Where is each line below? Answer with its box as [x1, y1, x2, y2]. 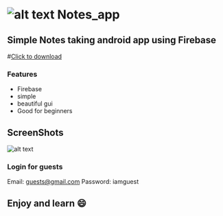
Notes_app [57, 7, 120, 23]
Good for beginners [16, 107, 73, 115]
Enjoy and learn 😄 [7, 197, 87, 209]
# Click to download [7, 52, 62, 60]
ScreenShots [7, 127, 64, 139]
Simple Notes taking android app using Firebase [7, 34, 217, 46]
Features [7, 69, 38, 79]
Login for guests [7, 162, 63, 171]
